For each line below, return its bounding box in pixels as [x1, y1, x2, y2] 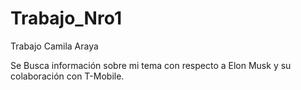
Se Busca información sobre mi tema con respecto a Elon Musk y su [10, 59, 292, 71]
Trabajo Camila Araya [10, 40, 99, 52]
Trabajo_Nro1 [10, 7, 122, 30]
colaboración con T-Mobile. [10, 70, 125, 82]
